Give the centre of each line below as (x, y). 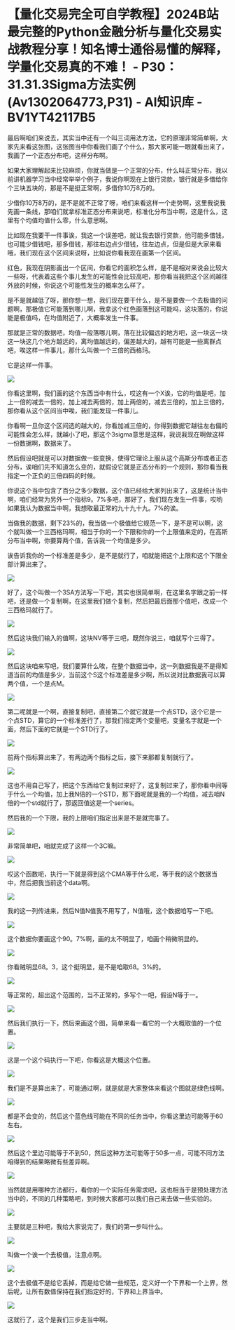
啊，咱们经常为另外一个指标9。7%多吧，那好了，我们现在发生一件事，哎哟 (115, 499)
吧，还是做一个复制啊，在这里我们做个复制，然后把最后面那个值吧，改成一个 (117, 601)
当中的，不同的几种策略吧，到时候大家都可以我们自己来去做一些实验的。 (111, 1198)
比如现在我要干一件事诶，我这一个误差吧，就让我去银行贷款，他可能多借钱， (117, 235)
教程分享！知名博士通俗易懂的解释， (124, 49)
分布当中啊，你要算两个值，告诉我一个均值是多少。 (81, 540)
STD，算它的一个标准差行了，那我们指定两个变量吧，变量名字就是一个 (121, 720)
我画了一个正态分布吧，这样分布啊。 (59, 155)
